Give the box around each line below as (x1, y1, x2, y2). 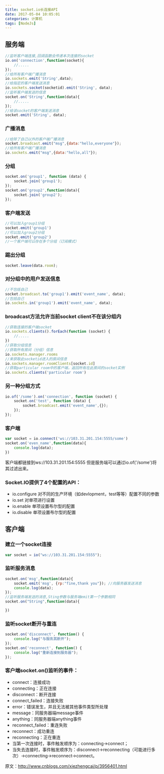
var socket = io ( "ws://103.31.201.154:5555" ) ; (5, 552, 102, 557)
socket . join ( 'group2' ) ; (14, 192, 63, 197)
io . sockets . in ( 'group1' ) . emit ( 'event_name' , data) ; (5, 301, 113, 306)
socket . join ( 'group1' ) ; (14, 179, 63, 184)
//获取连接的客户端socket (5, 324, 52, 330)
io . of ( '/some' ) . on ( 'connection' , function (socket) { (5, 394, 117, 399)
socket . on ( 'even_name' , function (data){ (5, 441, 87, 446)
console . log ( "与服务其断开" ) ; (14, 636, 71, 642)
